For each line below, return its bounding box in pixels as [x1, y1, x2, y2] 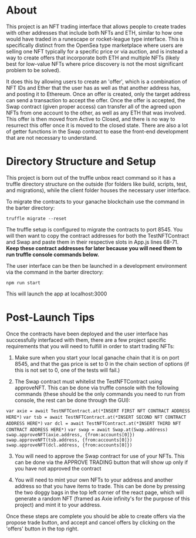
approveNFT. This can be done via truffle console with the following [14, 384, 179, 391]
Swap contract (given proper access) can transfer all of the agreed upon [6, 103, 181, 110]
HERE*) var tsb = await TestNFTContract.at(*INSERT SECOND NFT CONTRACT [6, 414, 187, 420]
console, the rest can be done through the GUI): [14, 396, 131, 403]
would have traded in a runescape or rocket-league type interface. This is [6, 35, 184, 42]
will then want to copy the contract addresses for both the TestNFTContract [6, 232, 190, 239]
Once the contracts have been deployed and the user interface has [6, 330, 168, 337]
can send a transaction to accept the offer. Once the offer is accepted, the [6, 96, 185, 103]
